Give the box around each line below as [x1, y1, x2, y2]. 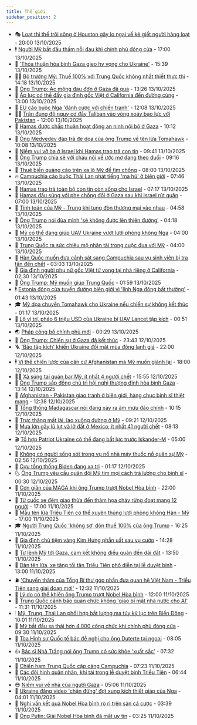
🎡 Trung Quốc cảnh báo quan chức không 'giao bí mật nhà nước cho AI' [14, 597, 188, 604]
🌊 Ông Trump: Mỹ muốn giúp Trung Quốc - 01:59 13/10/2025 [14, 279, 161, 286]
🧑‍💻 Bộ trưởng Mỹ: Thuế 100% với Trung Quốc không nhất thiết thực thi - [14, 73, 189, 80]
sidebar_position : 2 [6, 14, 57, 20]
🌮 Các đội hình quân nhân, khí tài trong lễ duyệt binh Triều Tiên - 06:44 [14, 669, 187, 676]
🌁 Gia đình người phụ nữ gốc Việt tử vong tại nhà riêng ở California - [14, 267, 179, 274]
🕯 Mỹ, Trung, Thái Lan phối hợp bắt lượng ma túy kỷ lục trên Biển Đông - [14, 609, 188, 616]
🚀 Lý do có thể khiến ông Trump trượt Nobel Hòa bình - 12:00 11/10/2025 [14, 591, 189, 598]
